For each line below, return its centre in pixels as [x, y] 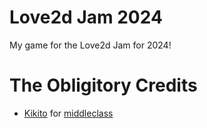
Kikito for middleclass [68, 113]
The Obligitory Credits [103, 85]
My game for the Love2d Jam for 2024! [90, 45]
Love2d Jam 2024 [86, 17]
